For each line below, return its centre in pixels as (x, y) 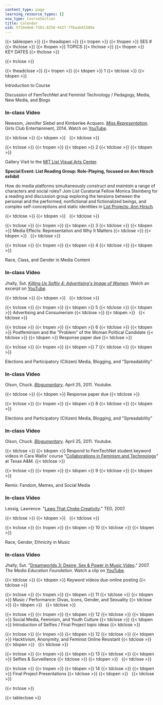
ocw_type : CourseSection (30, 19)
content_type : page (25, 10)
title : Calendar (21, 23)
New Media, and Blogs (28, 100)
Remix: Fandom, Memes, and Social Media (48, 485)
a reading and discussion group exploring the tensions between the (72, 196)
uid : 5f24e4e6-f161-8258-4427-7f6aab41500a (50, 28)
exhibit (12, 176)
